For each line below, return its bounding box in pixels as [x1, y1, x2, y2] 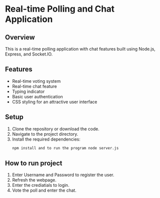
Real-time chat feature [12, 83, 57, 89]
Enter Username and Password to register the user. [12, 172, 114, 178]
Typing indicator [12, 89, 45, 94]
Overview [5, 33, 35, 41]
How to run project [5, 159, 63, 167]
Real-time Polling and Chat [5, 3, 115, 15]
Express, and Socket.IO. [5, 51, 53, 57]
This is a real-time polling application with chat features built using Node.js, [5, 46, 156, 52]
